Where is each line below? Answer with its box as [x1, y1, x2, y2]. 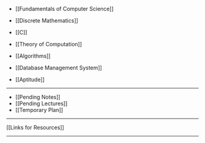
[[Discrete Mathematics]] [15, 17, 78, 24]
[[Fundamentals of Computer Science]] [15, 5, 114, 12]
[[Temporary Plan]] [15, 106, 63, 113]
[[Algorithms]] [15, 52, 51, 60]
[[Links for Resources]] [6, 124, 65, 131]
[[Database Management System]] [15, 64, 103, 71]
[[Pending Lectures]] [15, 100, 68, 107]
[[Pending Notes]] [15, 94, 61, 100]
